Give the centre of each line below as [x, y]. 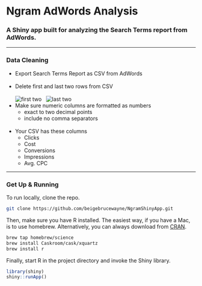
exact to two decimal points [58, 112]
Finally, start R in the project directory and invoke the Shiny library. [88, 260]
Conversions [40, 150]
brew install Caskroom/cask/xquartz [52, 243]
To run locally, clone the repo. [43, 198]
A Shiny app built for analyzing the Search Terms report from [97, 30]
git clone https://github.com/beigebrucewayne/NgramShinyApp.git [90, 209]
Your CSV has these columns [51, 131]
